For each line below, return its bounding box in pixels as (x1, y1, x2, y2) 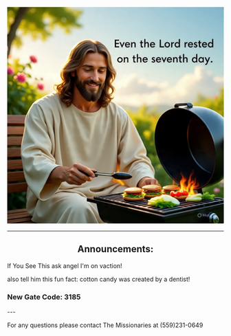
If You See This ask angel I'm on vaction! (7, 261, 122, 270)
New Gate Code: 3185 (7, 292, 81, 302)
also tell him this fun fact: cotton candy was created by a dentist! (7, 275, 190, 283)
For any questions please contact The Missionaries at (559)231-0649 (7, 321, 203, 329)
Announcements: (77, 243, 154, 255)
